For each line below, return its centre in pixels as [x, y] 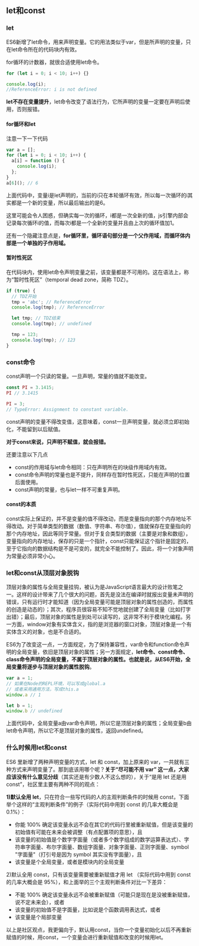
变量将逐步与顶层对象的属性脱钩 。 [53, 667]
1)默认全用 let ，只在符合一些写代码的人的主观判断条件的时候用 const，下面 [98, 797]
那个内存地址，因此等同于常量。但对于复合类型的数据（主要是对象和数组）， [99, 534]
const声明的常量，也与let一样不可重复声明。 [69, 489]
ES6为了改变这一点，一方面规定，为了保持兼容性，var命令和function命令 [95, 645]
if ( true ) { [21, 291]
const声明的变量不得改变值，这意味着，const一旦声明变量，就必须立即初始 [98, 421]
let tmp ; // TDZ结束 [36, 318]
